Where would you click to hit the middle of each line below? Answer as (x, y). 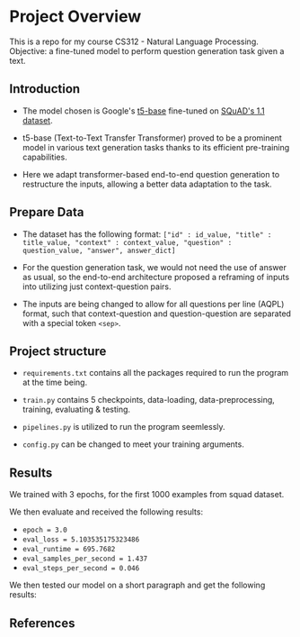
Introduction (45, 89)
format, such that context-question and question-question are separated (157, 314)
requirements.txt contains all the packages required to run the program (155, 373)
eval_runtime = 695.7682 (69, 550)
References (42, 623)
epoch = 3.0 (44, 530)
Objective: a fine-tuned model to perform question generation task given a (147, 50)
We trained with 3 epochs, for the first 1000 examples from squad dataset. (147, 495)
